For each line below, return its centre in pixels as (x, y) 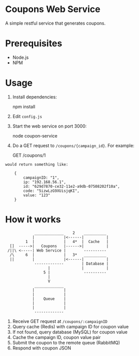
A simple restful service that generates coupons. (55, 23)
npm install (24, 106)
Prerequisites (34, 43)
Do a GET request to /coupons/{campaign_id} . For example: (73, 145)
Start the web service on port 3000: (49, 126)
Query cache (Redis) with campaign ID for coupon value (71, 326)
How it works (33, 219)
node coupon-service (35, 136)
